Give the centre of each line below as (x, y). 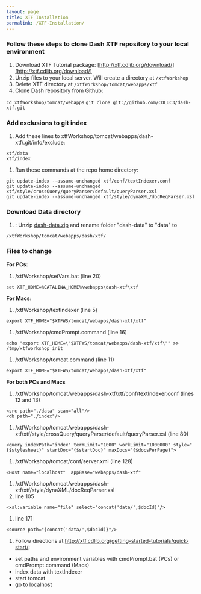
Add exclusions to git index (47, 123)
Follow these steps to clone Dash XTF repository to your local (98, 44)
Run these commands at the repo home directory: (76, 170)
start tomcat (30, 578)
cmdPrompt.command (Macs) (52, 565)
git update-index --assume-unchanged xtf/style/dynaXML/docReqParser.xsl (101, 196)
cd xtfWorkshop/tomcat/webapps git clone (58, 102)
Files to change (29, 251)
